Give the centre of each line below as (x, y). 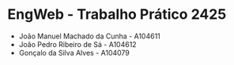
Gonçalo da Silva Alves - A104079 (74, 52)
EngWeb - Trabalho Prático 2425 (117, 14)
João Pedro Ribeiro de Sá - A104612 (77, 44)
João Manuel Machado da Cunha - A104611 (90, 36)
